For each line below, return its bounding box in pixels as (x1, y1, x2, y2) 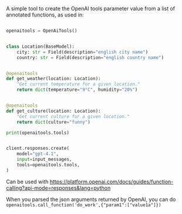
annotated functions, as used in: (6, 11, 84, 18)
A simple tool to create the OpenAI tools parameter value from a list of (6, 5, 176, 12)
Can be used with (6, 178, 49, 185)
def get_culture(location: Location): (6, 108, 101, 114)
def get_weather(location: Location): (6, 76, 101, 82)
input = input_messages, (16, 156, 72, 163)
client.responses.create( (6, 146, 69, 152)
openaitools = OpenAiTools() (6, 28, 77, 34)
